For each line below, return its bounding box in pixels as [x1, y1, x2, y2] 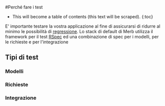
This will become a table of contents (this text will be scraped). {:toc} [12, 14, 154, 19]
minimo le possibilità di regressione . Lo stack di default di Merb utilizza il [5, 29, 153, 34]
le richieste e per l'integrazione [5, 39, 68, 45]
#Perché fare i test [5, 4, 43, 10]
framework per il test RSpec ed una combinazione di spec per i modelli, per [5, 34, 159, 39]
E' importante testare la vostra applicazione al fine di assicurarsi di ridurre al [5, 23, 161, 29]
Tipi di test [5, 53, 39, 62]
